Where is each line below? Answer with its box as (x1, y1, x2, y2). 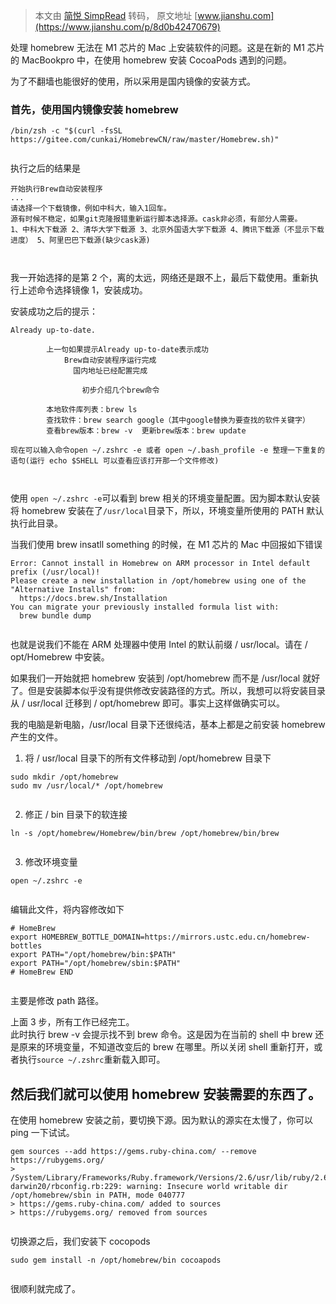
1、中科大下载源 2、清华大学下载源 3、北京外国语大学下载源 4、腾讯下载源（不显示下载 (10, 225, 325, 235)
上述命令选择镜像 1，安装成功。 (18, 284, 148, 296)
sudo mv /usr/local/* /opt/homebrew (10, 781, 163, 791)
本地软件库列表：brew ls (46, 405, 138, 415)
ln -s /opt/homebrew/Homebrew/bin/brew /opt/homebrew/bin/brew (10, 829, 280, 839)
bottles (10, 941, 43, 951)
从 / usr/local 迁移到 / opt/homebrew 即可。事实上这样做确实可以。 (10, 697, 286, 709)
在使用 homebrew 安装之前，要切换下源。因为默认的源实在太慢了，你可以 (10, 1114, 313, 1126)
